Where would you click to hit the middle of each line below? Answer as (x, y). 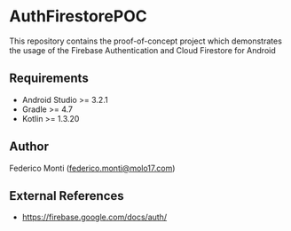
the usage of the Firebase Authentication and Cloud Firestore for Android (143, 50)
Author (29, 147)
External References (67, 196)
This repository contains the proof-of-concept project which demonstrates (145, 41)
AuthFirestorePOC (79, 16)
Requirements (49, 79)
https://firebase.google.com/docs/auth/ (94, 217)
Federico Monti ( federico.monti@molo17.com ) (92, 168)
